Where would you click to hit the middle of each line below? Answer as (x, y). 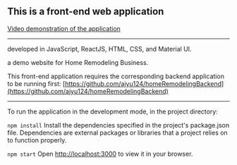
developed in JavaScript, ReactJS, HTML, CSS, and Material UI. (99, 49)
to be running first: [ (36, 83)
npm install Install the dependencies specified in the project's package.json (119, 125)
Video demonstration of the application (64, 28)
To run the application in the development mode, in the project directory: (113, 111)
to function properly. (37, 140)
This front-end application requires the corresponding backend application (116, 76)
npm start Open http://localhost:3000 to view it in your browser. (100, 154)
